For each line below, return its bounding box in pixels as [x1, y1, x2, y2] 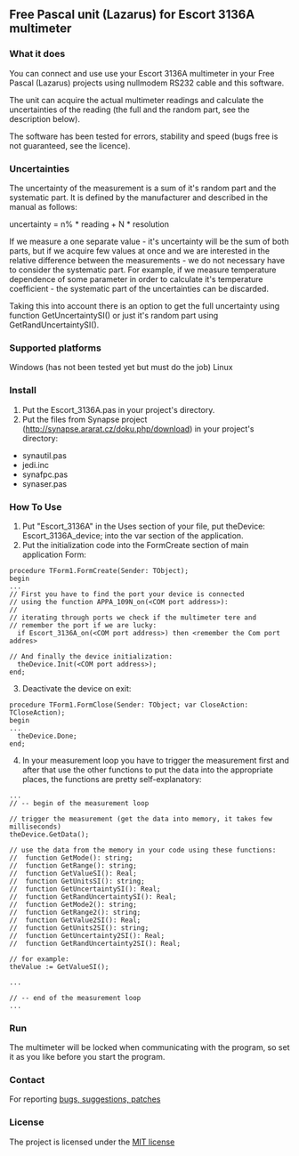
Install [9, 384, 37, 397]
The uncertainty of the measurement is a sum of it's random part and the [9, 182, 277, 193]
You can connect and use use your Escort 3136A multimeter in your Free [9, 68, 275, 78]
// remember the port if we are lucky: [9, 620, 158, 630]
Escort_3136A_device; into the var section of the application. [21, 529, 244, 541]
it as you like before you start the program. [9, 1052, 166, 1063]
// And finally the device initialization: [9, 651, 174, 661]
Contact [9, 1074, 45, 1087]
